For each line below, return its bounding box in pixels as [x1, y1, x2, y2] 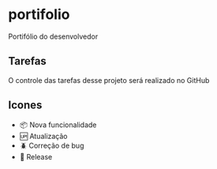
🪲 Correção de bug [19, 141, 84, 150]
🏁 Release [19, 152, 53, 161]
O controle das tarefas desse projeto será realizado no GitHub [8, 75, 210, 84]
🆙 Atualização [19, 131, 69, 141]
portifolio [8, 6, 70, 24]
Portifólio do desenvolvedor [8, 32, 99, 41]
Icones [8, 99, 43, 112]
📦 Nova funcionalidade [19, 120, 97, 130]
